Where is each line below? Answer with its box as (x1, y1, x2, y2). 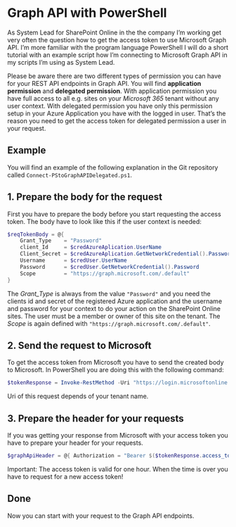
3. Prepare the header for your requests (7, 412, 184, 424)
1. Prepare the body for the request (7, 191, 163, 203)
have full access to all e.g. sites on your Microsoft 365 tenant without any (7, 94, 219, 103)
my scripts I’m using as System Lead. (7, 58, 115, 66)
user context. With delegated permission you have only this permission (7, 101, 213, 110)
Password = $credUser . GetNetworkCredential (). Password (20, 263, 199, 270)
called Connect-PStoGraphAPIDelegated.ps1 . (7, 170, 132, 179)
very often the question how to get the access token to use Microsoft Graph (7, 35, 227, 44)
